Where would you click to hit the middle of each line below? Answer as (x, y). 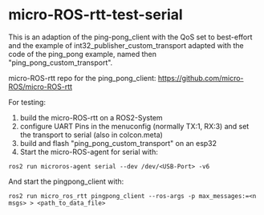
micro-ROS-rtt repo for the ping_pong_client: (82, 78)
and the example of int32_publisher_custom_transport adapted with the (126, 45)
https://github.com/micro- (201, 78)
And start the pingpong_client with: (66, 181)
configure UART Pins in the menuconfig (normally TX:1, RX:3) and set (134, 126)
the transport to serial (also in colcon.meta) (91, 135)
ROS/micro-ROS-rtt (41, 87)
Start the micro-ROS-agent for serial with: (89, 152)
